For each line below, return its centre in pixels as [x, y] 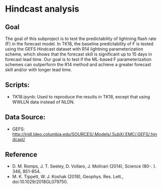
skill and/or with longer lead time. [39, 70]
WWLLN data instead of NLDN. [43, 102]
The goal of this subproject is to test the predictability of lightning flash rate [81, 38]
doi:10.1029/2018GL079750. [40, 182]
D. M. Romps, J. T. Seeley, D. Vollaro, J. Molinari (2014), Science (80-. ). [84, 166]
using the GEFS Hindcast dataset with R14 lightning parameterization [74, 49]
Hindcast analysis [42, 9]
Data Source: [25, 117]
